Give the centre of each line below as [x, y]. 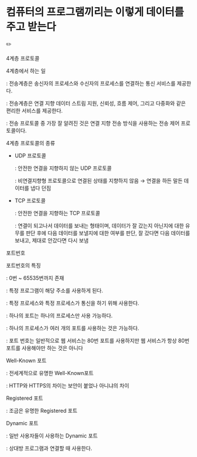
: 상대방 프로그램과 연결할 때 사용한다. [49, 448]
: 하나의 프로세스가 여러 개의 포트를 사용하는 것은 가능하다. [73, 328]
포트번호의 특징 [24, 265]
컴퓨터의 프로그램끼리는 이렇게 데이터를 [95, 12]
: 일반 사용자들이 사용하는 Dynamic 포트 [52, 435]
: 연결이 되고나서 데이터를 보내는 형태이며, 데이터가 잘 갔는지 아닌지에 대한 [99, 225]
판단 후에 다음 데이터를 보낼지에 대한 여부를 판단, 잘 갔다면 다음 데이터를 [108, 233]
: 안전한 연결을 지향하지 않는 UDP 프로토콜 [63, 168]
